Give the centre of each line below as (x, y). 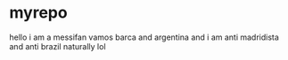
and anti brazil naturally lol (58, 46)
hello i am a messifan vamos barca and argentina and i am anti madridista (144, 37)
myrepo (39, 13)
